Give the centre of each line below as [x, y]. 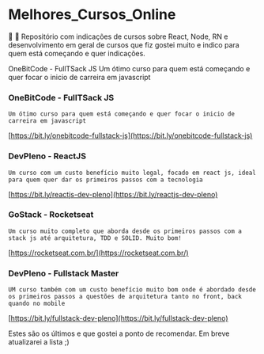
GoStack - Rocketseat [51, 215]
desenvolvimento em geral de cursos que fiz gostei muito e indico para [124, 44]
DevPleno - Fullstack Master [64, 273]
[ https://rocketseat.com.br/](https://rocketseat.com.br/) [98, 253]
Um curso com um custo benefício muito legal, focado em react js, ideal [132, 173]
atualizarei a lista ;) [39, 342]
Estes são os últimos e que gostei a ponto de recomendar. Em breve [119, 333]
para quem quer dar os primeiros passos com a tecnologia [106, 180]
